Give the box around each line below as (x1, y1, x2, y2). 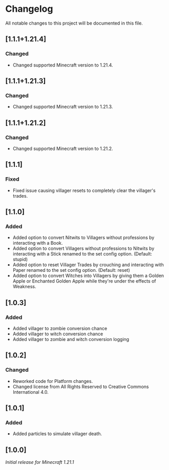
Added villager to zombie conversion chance (12, 326, 108, 332)
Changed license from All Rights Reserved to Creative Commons (12, 383, 149, 390)
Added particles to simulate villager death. (12, 431, 102, 437)
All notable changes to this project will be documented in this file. (5, 20, 143, 26)
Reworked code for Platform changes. (12, 378, 93, 384)
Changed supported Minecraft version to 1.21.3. (12, 103, 113, 110)
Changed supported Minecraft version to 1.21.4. (12, 62, 114, 68)
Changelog (5, 3, 53, 15)
